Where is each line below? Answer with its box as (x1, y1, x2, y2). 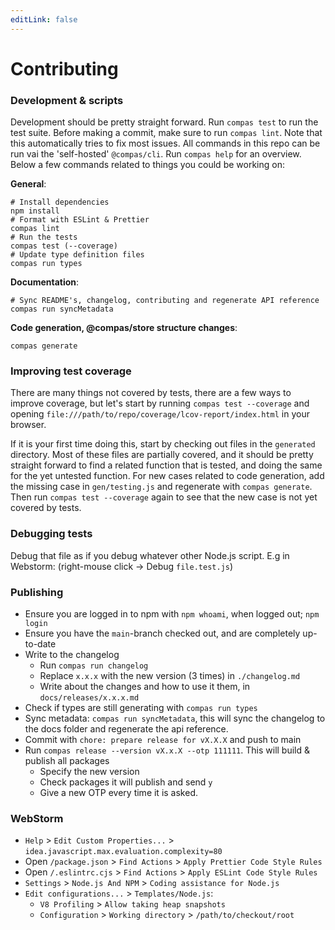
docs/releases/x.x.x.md (39, 693, 140, 703)
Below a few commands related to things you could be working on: (10, 159, 285, 171)
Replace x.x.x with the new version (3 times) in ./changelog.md (39, 670, 301, 681)
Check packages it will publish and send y (39, 776, 213, 788)
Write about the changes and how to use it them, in (39, 681, 251, 692)
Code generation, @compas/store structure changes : (10, 322, 238, 334)
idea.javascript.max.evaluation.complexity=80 (24, 847, 223, 857)
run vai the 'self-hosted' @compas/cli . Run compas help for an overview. (10, 148, 302, 160)
